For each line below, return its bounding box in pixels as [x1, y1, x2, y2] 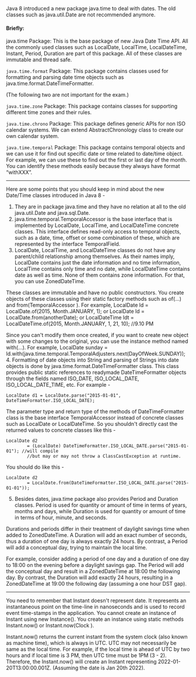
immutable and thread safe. [6, 56, 72, 63]
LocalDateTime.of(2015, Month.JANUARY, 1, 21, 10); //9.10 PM [6, 320, 154, 327]
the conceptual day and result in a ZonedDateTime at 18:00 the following [6, 568, 181, 575]
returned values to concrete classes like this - [6, 427, 116, 434]
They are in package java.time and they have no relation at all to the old [14, 203, 186, 210]
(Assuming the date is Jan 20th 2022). [52, 664, 145, 672]
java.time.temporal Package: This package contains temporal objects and [6, 144, 185, 151]
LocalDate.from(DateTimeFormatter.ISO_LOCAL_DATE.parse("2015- [32, 480, 190, 486]
